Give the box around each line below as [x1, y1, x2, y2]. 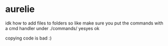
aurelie [5, 3, 35, 15]
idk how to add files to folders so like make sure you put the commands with [5, 20, 163, 26]
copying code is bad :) [5, 35, 52, 41]
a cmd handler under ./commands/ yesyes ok [5, 25, 100, 31]
